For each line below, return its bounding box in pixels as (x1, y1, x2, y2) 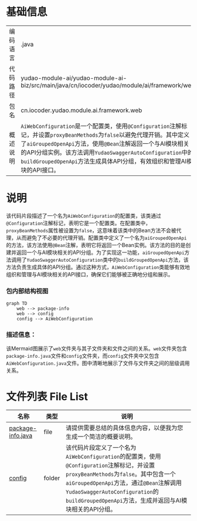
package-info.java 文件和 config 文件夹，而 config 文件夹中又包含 (6, 353, 159, 360)
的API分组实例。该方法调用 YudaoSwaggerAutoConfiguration (21, 148, 182, 156)
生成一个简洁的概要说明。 (65, 432, 137, 441)
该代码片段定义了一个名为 (65, 444, 137, 452)
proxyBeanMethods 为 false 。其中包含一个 (65, 470, 176, 478)
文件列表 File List (6, 390, 88, 403)
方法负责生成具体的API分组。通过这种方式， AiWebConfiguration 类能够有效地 (6, 263, 191, 270)
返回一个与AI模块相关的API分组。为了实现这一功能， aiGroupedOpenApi (16, 249, 185, 256)
